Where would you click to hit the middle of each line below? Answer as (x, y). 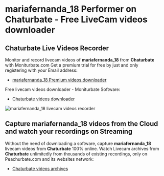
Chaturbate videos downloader (43, 99)
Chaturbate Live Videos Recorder (57, 48)
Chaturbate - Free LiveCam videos (76, 19)
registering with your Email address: (41, 70)
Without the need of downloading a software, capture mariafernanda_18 (78, 143)
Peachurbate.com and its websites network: (49, 159)
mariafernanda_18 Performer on (71, 9)
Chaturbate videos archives (40, 169)
